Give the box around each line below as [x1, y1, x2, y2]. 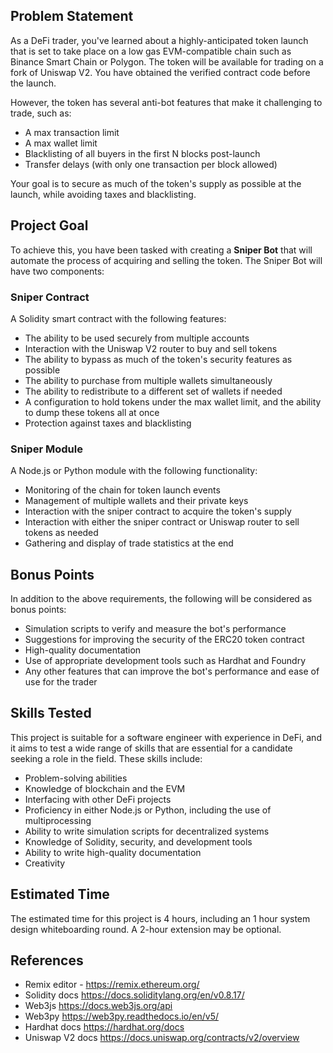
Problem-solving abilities [24, 772, 128, 784]
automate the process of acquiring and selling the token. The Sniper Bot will [10, 254, 323, 266]
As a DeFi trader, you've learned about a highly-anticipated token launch [10, 34, 309, 46]
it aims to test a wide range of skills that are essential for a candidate [10, 742, 293, 754]
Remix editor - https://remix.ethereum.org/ [24, 979, 200, 991]
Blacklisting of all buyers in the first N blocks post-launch [24, 147, 261, 159]
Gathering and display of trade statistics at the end [24, 537, 234, 549]
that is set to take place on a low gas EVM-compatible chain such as [10, 45, 292, 57]
